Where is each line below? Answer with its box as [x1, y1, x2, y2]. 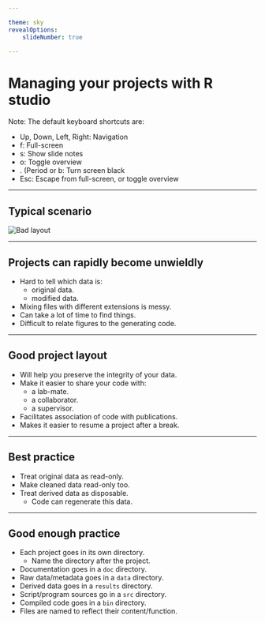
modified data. [31, 293, 79, 302]
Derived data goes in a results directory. [19, 581, 153, 591]
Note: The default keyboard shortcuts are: [8, 117, 144, 126]
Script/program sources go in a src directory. [19, 590, 167, 599]
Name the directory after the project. [31, 556, 151, 565]
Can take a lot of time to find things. [19, 310, 136, 320]
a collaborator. [31, 395, 79, 404]
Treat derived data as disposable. [19, 488, 129, 497]
